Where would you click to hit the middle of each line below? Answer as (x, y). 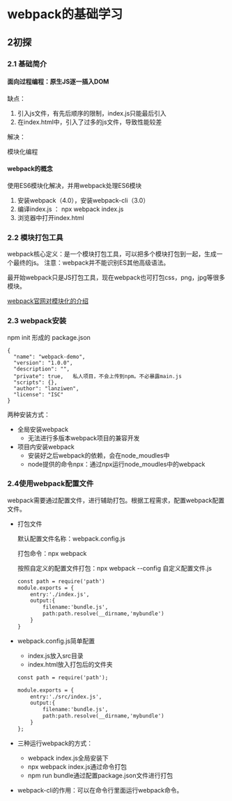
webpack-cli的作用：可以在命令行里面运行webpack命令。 (100, 790)
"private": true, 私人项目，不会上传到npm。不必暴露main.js (98, 376)
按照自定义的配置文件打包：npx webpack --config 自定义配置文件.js (115, 568)
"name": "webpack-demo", (49, 357)
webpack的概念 (30, 169)
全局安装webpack (42, 429)
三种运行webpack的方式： (55, 743)
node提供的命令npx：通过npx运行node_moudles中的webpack (116, 464)
